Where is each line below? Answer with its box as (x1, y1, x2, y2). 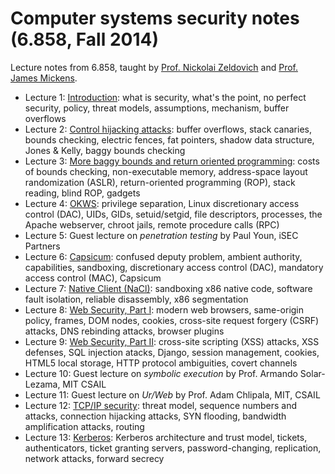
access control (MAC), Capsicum (24, 272, 162, 284)
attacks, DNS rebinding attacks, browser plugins (24, 325, 225, 337)
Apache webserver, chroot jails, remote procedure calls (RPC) (24, 218, 280, 231)
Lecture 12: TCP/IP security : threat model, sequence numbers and (24, 399, 297, 411)
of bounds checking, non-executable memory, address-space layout (24, 165, 308, 177)
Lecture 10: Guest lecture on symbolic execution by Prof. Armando (24, 367, 298, 379)
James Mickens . (10, 72, 78, 84)
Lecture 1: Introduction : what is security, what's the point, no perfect (24, 91, 307, 103)
